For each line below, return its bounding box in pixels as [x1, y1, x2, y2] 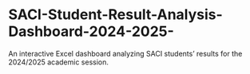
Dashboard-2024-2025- [8, 22, 174, 41]
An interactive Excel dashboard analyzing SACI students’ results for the [8, 49, 243, 58]
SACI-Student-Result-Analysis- [8, 6, 224, 24]
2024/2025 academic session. [8, 57, 109, 67]
